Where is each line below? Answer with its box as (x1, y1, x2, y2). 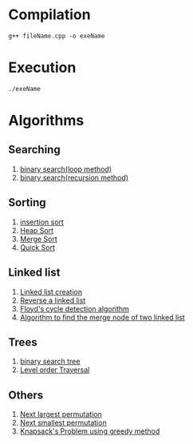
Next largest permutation (19, 410, 102, 419)
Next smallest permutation (19, 418, 107, 428)
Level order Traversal (19, 365, 90, 375)
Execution (8, 58, 77, 77)
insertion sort (19, 217, 64, 227)
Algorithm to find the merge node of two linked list (19, 312, 185, 322)
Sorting (8, 196, 46, 209)
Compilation (8, 6, 91, 24)
